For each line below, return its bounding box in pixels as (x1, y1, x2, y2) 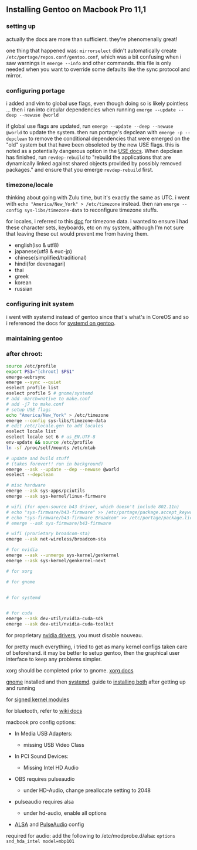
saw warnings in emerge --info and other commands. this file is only (6, 59, 172, 66)
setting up (6, 22, 36, 30)
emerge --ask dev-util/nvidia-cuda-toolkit (6, 621, 114, 627)
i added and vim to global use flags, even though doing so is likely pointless (6, 100, 189, 107)
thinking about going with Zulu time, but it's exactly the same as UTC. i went (6, 194, 190, 201)
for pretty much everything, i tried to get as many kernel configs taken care (6, 643, 188, 650)
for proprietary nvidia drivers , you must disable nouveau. (6, 632, 144, 639)
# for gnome (6, 579, 35, 585)
